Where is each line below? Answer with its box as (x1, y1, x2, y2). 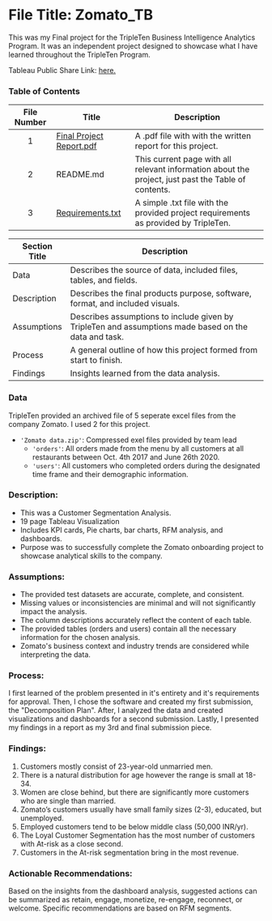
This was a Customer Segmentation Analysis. (19, 508, 172, 518)
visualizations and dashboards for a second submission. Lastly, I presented (8, 714, 259, 724)
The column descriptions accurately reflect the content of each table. (19, 616, 253, 625)
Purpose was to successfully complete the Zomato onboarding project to (19, 542, 264, 552)
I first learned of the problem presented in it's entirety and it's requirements (8, 689, 260, 698)
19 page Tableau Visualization (19, 516, 120, 526)
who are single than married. (19, 795, 117, 805)
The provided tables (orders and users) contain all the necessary (19, 624, 237, 633)
